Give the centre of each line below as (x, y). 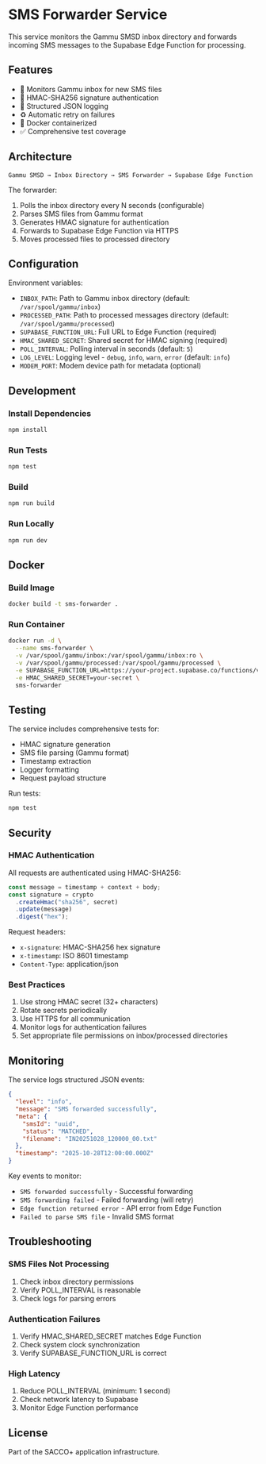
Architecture (40, 157)
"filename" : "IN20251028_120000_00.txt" (90, 1138)
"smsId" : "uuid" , (51, 1124)
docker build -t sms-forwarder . (63, 604)
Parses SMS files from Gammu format (81, 214)
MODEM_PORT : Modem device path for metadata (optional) (110, 366)
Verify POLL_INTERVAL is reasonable (80, 1290)
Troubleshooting (50, 1241)
